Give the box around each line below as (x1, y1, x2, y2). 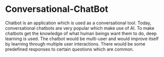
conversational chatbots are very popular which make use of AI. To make (5, 25, 155, 31)
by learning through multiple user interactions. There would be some (5, 41, 146, 47)
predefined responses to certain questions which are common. (5, 46, 134, 52)
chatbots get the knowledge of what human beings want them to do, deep (5, 30, 157, 36)
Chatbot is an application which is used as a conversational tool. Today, (5, 20, 152, 26)
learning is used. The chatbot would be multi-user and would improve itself (5, 36, 159, 42)
